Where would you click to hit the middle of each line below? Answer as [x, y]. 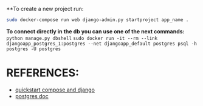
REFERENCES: [43, 73]
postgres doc [32, 96]
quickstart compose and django [55, 90]
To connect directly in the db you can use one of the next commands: [95, 31]
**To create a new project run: [45, 9]
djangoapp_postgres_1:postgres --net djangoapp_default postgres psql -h [102, 44]
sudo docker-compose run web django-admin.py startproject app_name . [98, 20]
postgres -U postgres [34, 49]
